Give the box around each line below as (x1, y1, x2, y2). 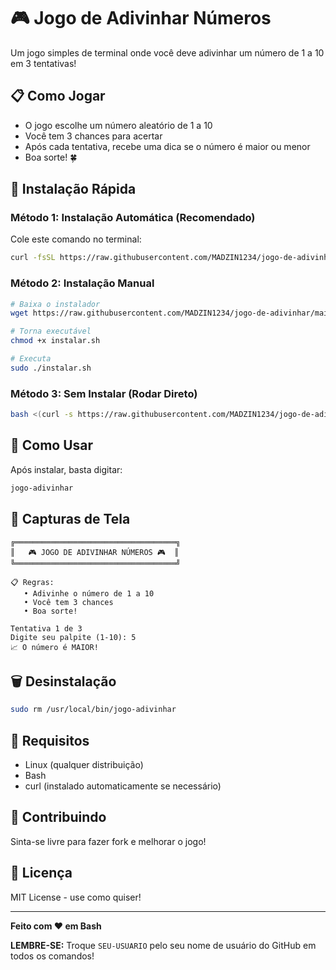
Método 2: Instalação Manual (10, 276, 155, 290)
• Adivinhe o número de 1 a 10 (23, 588, 155, 599)
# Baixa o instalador (10, 299, 101, 309)
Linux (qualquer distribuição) (24, 759, 144, 771)
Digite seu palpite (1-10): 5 (10, 632, 137, 642)
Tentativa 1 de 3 (10, 623, 83, 634)
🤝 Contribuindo (10, 809, 107, 826)
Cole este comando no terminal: (10, 233, 142, 245)
